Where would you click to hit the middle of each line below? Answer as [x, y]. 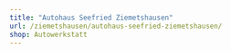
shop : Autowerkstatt [49, 34]
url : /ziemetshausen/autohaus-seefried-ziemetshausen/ [116, 26]
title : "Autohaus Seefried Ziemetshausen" [91, 18]
